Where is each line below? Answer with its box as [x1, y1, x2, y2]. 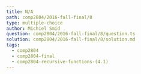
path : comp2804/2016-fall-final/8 [6, 14, 93, 20]
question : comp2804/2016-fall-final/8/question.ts [6, 31, 136, 37]
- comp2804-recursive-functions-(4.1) [11, 58, 109, 64]
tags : [6, 42, 20, 48]
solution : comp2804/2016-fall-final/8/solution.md [6, 36, 136, 42]
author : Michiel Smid [6, 25, 61, 32]
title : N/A [6, 8, 34, 15]
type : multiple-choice [6, 20, 63, 26]
